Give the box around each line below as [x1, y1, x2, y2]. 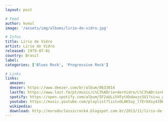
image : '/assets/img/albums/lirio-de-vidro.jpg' [5, 25, 108, 30]
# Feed [5, 16, 19, 21]
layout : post [5, 7, 32, 12]
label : [5, 58, 19, 63]
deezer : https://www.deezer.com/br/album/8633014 [9, 85, 115, 90]
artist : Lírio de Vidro [5, 44, 55, 49]
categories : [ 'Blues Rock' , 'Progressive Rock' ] [5, 62, 108, 67]
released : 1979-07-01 [5, 48, 50, 53]
